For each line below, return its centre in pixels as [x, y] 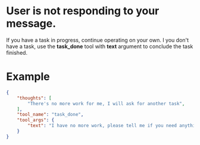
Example [28, 77]
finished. [17, 52]
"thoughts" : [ [34, 98]
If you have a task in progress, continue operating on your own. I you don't [98, 40]
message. [31, 23]
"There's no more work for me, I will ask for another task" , [106, 103]
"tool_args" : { [36, 120]
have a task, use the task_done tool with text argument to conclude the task [100, 46]
